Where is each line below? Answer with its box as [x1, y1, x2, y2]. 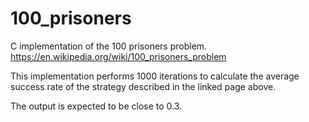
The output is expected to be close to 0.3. [10, 100, 183, 112]
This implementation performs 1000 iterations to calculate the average [10, 70, 300, 82]
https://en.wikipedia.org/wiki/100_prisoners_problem [10, 50, 227, 62]
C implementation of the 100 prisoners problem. [10, 40, 208, 52]
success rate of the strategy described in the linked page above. [10, 80, 277, 92]
